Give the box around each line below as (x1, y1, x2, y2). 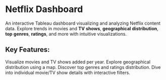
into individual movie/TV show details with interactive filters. (5, 69, 130, 75)
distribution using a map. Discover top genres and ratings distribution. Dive (5, 64, 161, 70)
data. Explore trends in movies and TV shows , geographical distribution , (5, 25, 159, 31)
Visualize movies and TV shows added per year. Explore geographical (5, 59, 150, 65)
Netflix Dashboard (5, 4, 83, 15)
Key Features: (5, 45, 50, 54)
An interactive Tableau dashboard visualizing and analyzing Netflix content (5, 20, 160, 26)
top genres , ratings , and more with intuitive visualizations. (5, 31, 127, 37)
